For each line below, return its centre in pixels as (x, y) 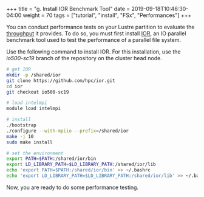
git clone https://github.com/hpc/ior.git (61, 81)
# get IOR (19, 69)
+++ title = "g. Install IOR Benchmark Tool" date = (68, 9)
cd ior (15, 86)
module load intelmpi (34, 109)
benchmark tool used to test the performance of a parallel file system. (93, 40)
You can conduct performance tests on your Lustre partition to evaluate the (100, 27)
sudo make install (29, 142)
